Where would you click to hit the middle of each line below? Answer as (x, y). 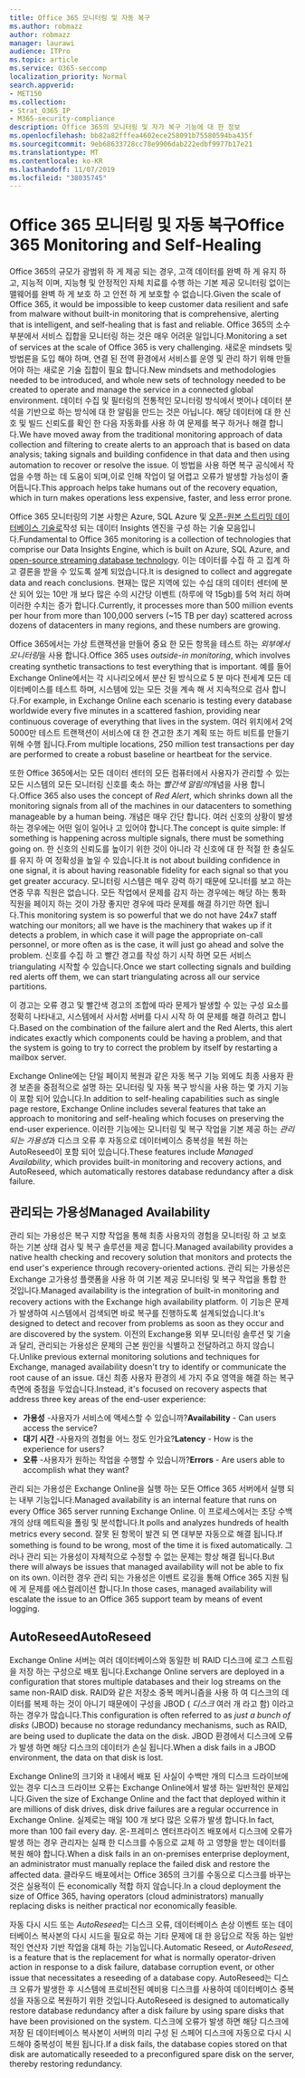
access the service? (60, 1428)
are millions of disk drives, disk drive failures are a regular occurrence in (144, 1809)
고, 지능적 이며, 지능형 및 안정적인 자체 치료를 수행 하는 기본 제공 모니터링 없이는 (150, 283)
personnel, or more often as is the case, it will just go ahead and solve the (147, 945)
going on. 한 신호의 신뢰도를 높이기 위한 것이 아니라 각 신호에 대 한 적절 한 (140, 849)
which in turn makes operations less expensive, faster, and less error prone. (151, 498)
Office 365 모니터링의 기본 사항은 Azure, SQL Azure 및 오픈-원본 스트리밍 (141, 516)
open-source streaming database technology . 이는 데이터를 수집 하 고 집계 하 (150, 560)
